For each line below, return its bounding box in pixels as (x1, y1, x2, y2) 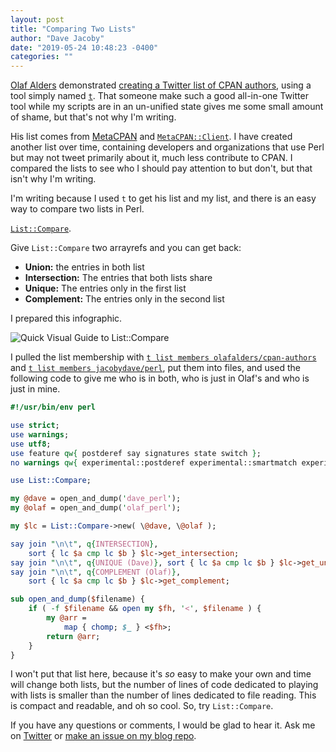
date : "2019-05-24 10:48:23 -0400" (10, 42, 159, 53)
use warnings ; (10, 429, 70, 440)
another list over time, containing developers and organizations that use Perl (10, 141, 325, 153)
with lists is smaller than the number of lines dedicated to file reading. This (10, 689, 317, 701)
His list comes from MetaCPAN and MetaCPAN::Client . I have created (10, 131, 293, 143)
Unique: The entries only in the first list (24, 282, 187, 295)
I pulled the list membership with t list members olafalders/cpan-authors (10, 351, 317, 363)
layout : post (10, 14, 65, 25)
